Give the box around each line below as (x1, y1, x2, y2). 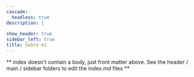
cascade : (6, 8, 28, 15)
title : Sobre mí (6, 42, 47, 48)
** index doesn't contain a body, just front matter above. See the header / (6, 58, 188, 66)
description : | (6, 20, 44, 26)
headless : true (11, 14, 50, 20)
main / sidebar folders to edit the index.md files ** (6, 64, 130, 72)
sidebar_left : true (6, 36, 55, 42)
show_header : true (6, 31, 52, 37)
